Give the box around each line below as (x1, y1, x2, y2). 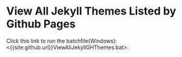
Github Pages (6, 17, 76, 31)
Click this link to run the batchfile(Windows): (6, 37, 117, 44)
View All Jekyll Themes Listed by (6, 4, 177, 18)
